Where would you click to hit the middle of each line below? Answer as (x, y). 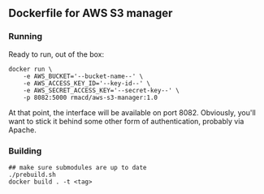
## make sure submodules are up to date (78, 167)
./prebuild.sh (32, 175)
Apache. (22, 130)
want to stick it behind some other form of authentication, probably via (126, 121)
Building (25, 151)
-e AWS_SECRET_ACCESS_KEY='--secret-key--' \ (102, 90)
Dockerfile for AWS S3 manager (91, 13)
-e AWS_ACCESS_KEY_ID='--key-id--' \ (87, 83)
